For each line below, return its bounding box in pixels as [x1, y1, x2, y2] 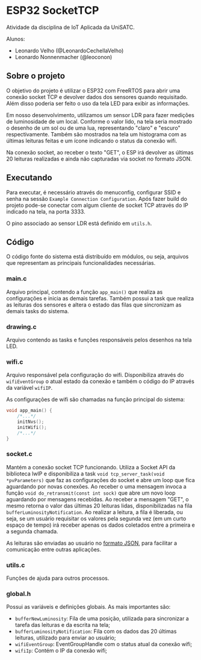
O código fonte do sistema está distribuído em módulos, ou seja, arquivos [6, 253, 189, 260]
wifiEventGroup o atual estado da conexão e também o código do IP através [6, 378, 194, 385]
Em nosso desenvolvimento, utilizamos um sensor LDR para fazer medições [6, 111, 194, 118]
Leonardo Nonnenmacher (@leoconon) [14, 53, 113, 60]
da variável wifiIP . [6, 384, 53, 392]
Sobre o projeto [6, 71, 65, 81]
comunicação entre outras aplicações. [6, 545, 101, 553]
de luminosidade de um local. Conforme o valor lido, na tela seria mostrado [6, 118, 193, 125]
